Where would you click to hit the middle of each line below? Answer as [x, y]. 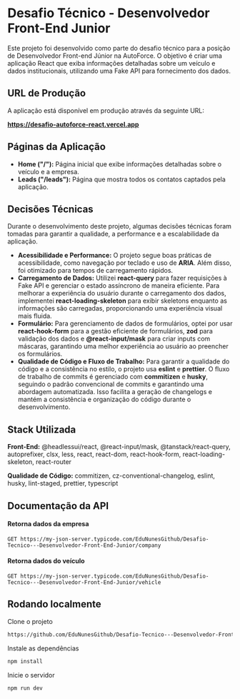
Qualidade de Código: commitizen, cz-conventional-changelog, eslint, [111, 476]
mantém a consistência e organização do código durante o [104, 399]
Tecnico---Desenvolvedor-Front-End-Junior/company [84, 545]
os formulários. [40, 354]
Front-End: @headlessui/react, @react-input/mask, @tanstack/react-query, [119, 447]
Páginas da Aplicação [56, 147]
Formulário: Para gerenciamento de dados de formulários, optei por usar [125, 323]
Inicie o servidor [31, 675]
